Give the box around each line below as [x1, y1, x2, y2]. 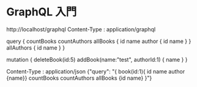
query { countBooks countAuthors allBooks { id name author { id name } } [6, 37, 191, 45]
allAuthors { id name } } [6, 43, 65, 51]
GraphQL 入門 [6, 5, 77, 19]
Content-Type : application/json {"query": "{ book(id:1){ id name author [6, 67, 185, 75]
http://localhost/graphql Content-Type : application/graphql [6, 25, 156, 33]
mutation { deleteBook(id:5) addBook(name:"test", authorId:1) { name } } [6, 56, 188, 63]
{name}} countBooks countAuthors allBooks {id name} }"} [6, 74, 152, 81]
